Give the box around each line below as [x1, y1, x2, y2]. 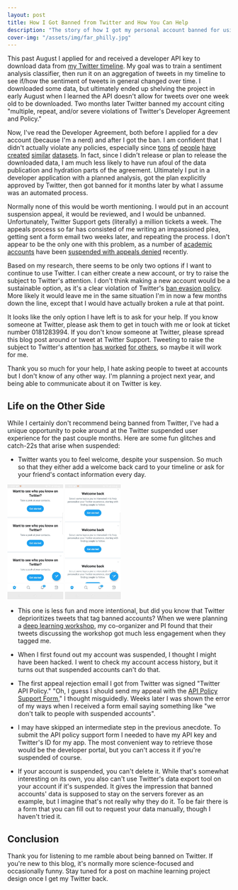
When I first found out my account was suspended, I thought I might [17, 650, 217, 659]
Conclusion [7, 833, 59, 845]
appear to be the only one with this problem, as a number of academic [7, 240, 212, 248]
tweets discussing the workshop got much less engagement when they [17, 629, 226, 638]
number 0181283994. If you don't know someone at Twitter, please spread [7, 328, 225, 336]
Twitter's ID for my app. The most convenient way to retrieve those [17, 738, 213, 747]
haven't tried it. [17, 813, 62, 821]
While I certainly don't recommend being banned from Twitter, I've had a [7, 419, 219, 427]
